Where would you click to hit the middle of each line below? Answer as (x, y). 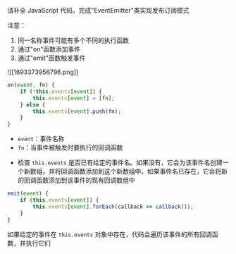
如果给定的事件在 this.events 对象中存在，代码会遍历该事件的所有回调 (110, 234)
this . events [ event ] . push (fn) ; (77, 111)
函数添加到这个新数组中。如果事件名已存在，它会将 (147, 171)
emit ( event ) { (28, 194)
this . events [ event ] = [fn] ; (74, 98)
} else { (33, 104)
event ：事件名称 (41, 139)
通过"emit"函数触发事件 (51, 58)
